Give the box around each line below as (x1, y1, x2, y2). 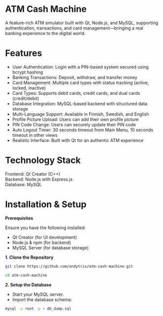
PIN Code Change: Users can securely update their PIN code (12, 121, 136, 127)
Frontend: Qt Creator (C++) (5, 171, 61, 177)
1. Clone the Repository (5, 254, 54, 260)
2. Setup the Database (5, 281, 52, 287)
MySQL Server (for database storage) (12, 244, 89, 250)
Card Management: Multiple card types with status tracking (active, (12, 79, 149, 85)
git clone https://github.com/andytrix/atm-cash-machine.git (5, 264, 133, 269)
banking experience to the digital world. (5, 30, 86, 36)
